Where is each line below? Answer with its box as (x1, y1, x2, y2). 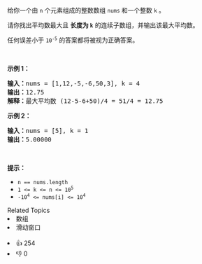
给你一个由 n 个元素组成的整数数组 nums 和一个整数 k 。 (7, 6, 166, 14)
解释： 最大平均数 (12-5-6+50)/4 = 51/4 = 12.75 (7, 97, 164, 105)
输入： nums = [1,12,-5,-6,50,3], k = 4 (7, 80, 140, 88)
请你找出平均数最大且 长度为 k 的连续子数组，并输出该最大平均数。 (7, 21, 199, 29)
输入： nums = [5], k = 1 (7, 127, 89, 134)
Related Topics (7, 206, 50, 214)
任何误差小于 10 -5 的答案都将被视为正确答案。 (7, 36, 139, 44)
